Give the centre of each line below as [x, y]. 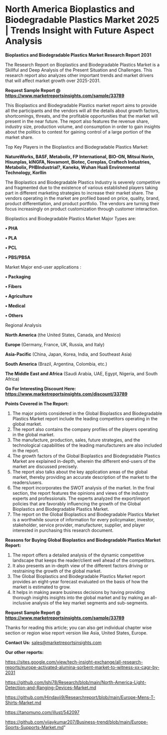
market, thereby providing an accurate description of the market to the [85, 477]
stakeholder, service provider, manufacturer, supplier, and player [79, 525]
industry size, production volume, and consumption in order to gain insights [83, 127]
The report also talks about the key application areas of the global [80, 472]
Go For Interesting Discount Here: [41, 388]
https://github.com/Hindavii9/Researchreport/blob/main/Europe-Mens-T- [80, 697]
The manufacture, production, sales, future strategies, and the [76, 440]
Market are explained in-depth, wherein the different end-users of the [84, 461]
